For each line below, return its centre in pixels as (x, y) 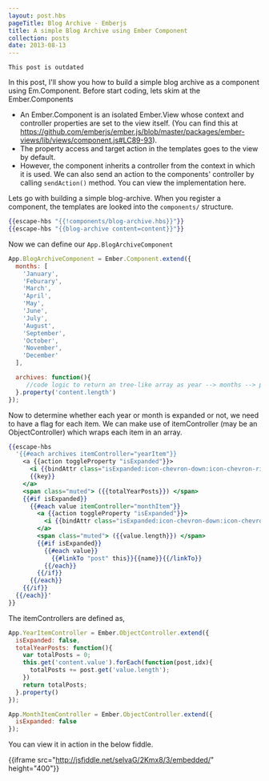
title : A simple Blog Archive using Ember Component (98, 30)
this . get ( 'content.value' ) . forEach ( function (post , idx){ (118, 663)
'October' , (41, 341)
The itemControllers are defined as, (67, 618)
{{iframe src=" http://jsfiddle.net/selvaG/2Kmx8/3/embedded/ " (111, 760)
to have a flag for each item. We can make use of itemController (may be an (133, 423)
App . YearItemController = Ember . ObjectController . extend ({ (109, 633)
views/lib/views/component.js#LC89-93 (86, 140)
